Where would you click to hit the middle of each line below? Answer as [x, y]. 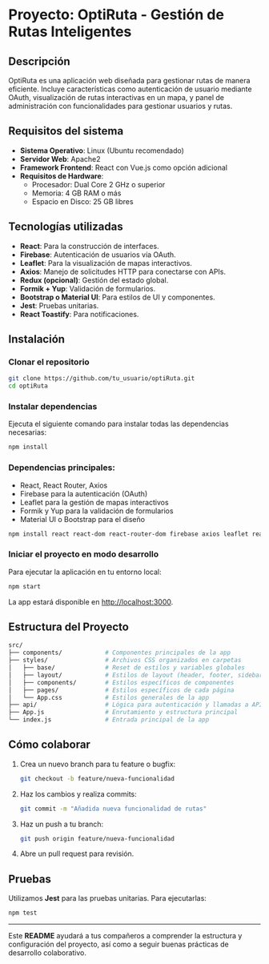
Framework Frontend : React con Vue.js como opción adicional [124, 167]
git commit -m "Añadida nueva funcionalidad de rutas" [113, 809]
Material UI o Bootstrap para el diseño [82, 519]
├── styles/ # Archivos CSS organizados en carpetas [125, 661]
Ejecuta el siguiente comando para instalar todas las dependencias [119, 424]
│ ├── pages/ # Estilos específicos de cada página [121, 690]
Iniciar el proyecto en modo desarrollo [84, 554]
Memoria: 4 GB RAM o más [76, 193]
